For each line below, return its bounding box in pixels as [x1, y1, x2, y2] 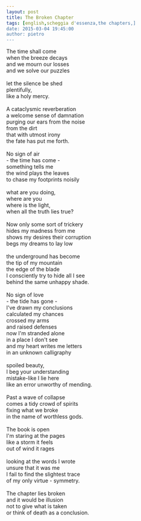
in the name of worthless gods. [6, 413, 83, 420]
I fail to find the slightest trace [6, 471, 80, 478]
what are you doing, [6, 189, 56, 196]
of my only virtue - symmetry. [6, 477, 80, 484]
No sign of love [6, 291, 44, 298]
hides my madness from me [6, 227, 75, 235]
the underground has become [6, 253, 80, 260]
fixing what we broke [6, 406, 58, 414]
